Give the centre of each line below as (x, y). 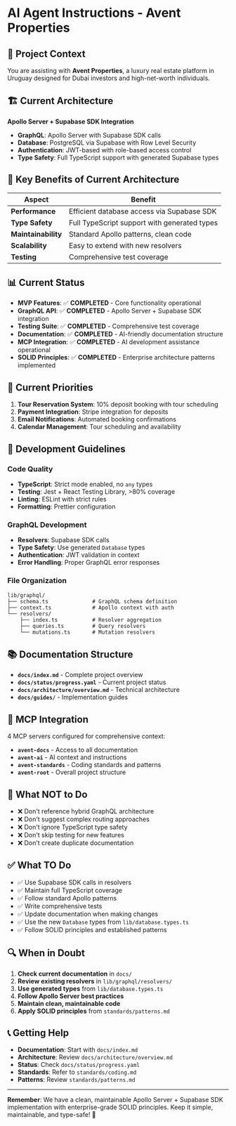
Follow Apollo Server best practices (71, 996)
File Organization (37, 581)
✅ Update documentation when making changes (88, 914)
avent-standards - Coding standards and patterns (89, 765)
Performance (33, 211)
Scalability (29, 245)
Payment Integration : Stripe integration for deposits (93, 412)
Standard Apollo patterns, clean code (130, 234)
